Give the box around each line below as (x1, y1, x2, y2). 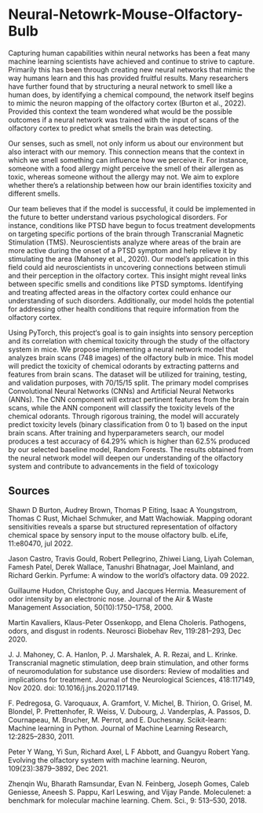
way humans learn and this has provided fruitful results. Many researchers (8, 73, 249, 83)
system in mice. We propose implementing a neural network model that (8, 344, 239, 354)
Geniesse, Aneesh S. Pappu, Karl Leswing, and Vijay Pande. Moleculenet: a (8, 787, 252, 796)
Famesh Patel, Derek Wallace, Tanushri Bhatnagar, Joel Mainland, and (8, 562, 234, 572)
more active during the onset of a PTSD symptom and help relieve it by (8, 245, 237, 255)
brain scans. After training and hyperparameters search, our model (8, 428, 225, 437)
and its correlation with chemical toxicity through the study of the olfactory (8, 336, 250, 345)
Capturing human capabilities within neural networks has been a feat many (8, 48, 250, 57)
